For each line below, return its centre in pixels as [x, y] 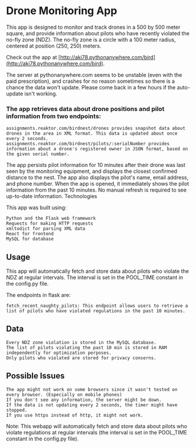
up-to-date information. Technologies [52, 196]
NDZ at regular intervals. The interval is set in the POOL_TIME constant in [95, 278]
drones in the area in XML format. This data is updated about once [92, 133]
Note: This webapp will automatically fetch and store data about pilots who [97, 426]
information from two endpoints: [54, 116]
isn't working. [41, 93]
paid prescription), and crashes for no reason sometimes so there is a [91, 81]
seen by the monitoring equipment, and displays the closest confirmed [92, 171]
